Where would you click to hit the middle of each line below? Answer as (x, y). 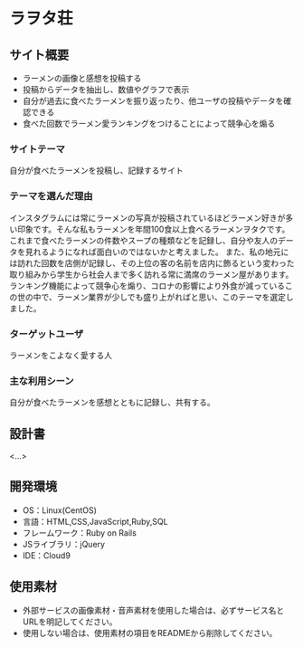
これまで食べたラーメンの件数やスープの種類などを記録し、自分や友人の (144, 240)
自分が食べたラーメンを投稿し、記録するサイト (96, 171)
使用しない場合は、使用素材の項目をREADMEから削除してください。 (150, 633)
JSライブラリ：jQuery (64, 544)
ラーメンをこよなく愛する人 (61, 355)
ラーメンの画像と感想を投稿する (82, 78)
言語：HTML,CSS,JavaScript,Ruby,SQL (95, 521)
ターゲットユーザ (47, 334)
